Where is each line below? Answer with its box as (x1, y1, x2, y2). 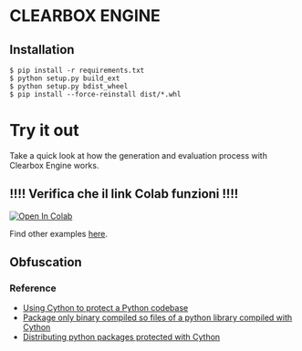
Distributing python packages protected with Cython (22, 332, 221, 343)
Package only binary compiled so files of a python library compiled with (22, 312, 293, 324)
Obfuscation (9, 254, 82, 270)
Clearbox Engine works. (9, 160, 99, 170)
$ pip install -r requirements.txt (9, 66, 145, 75)
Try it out (9, 120, 79, 141)
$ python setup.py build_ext (9, 74, 120, 83)
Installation (9, 42, 75, 57)
